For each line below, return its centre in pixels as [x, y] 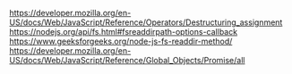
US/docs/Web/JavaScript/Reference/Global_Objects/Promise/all [127, 60]
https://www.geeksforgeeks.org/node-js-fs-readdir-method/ [121, 41]
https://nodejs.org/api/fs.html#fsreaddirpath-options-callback [124, 32]
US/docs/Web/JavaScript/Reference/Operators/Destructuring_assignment [146, 22]
